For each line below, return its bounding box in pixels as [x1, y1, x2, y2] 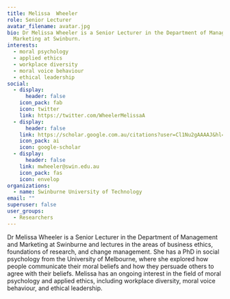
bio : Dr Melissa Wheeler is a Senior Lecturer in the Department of [7, 29, 207, 36]
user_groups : [7, 208, 44, 215]
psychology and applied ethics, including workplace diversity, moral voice [7, 276, 216, 285]
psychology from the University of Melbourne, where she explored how [7, 254, 209, 263]
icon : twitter [19, 106, 60, 112]
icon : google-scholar [19, 144, 81, 151]
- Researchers [13, 214, 53, 221]
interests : [7, 42, 38, 49]
